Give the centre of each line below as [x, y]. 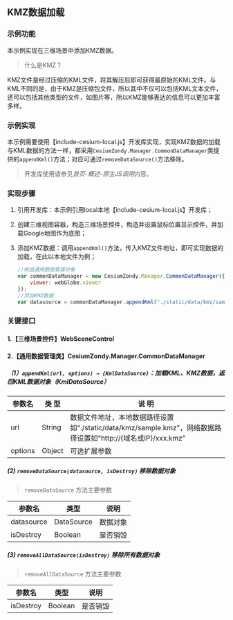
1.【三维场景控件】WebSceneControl [61, 339]
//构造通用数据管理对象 [46, 270]
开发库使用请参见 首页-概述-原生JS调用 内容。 [88, 174]
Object [53, 450]
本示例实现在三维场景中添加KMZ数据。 [62, 50]
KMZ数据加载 [36, 12]
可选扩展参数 [91, 451]
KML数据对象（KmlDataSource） [61, 382]
